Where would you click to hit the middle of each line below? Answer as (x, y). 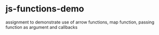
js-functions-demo (45, 9)
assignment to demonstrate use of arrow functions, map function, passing (80, 22)
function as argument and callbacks (41, 27)
